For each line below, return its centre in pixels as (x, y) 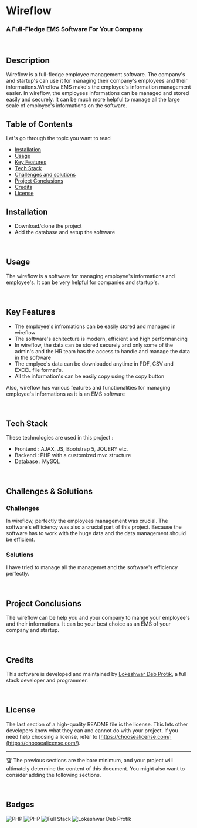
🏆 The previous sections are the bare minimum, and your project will (89, 760)
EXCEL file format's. (39, 370)
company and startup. (33, 630)
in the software (33, 357)
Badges (20, 805)
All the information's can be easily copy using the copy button (89, 376)
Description (28, 60)
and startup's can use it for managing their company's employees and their (97, 81)
